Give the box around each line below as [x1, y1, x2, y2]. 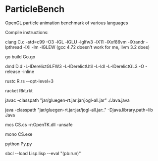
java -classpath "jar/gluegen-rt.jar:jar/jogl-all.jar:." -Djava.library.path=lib [5, 107, 154, 113]
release [5, 68, 21, 75]
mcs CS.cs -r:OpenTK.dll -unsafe [5, 121, 73, 127]
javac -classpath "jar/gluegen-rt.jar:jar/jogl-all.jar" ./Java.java [5, 97, 130, 103]
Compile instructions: [5, 29, 49, 35]
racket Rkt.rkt [5, 87, 33, 93]
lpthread [5, 44, 22, 50]
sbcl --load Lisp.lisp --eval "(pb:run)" [5, 150, 81, 156]
